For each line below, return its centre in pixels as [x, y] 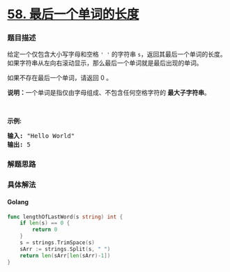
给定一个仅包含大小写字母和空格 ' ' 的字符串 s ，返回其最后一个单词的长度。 [117, 54]
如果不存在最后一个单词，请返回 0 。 [60, 78]
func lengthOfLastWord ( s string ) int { [65, 217]
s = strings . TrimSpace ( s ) [58, 243]
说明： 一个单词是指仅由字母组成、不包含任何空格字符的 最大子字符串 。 [109, 93]
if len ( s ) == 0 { [45, 223]
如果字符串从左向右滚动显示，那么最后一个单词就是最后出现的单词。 [105, 63]
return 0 [45, 230]
